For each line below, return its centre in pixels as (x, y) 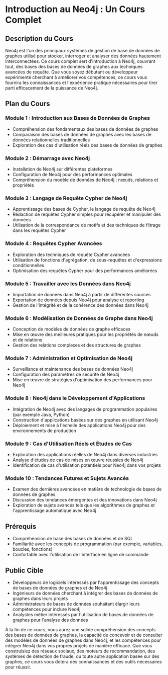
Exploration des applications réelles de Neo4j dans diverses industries (85, 455)
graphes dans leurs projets (40, 598)
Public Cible (24, 570)
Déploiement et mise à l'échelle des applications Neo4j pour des (79, 425)
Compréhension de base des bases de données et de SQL (73, 539)
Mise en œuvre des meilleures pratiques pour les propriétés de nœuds (86, 334)
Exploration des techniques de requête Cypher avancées (71, 255)
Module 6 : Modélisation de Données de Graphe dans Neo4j (79, 318)
